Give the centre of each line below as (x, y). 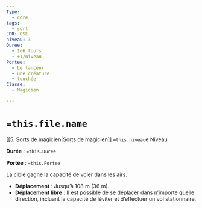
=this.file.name (47, 124)
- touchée (24, 79)
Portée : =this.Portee (33, 162)
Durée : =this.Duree (31, 151)
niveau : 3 (19, 40)
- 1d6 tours (27, 51)
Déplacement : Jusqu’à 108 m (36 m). (62, 186)
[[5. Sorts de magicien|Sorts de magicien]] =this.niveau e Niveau (87, 139)
